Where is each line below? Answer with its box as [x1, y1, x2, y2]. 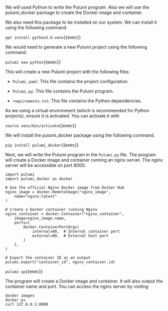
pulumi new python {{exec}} [5, 59, 61, 65]
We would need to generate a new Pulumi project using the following [5, 44, 147, 50]
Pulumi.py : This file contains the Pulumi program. [12, 88, 114, 94]
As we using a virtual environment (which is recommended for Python [5, 108, 149, 113]
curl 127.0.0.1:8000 [5, 302, 49, 307]
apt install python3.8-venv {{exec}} [5, 35, 81, 40]
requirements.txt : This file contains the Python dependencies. [12, 98, 142, 104]
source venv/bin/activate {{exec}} [5, 123, 77, 128]
